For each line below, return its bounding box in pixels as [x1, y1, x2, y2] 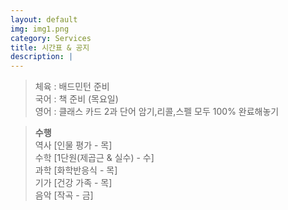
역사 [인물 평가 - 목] [34, 139, 113, 151]
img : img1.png [10, 24, 70, 34]
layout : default [10, 14, 78, 25]
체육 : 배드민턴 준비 [34, 81, 110, 93]
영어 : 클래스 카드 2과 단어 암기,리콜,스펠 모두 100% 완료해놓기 [34, 106, 280, 118]
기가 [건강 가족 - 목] [34, 177, 113, 189]
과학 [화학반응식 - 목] [34, 164, 118, 176]
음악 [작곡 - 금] [34, 189, 94, 201]
